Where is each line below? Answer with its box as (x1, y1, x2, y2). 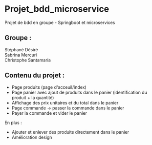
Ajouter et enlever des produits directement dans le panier (11, 129, 129, 135)
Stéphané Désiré (4, 46, 38, 52)
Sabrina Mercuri (4, 52, 37, 58)
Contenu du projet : (4, 71, 65, 80)
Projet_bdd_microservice (4, 3, 109, 15)
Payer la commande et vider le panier (11, 110, 87, 116)
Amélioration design (11, 134, 52, 140)
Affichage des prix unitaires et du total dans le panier (11, 100, 119, 105)
